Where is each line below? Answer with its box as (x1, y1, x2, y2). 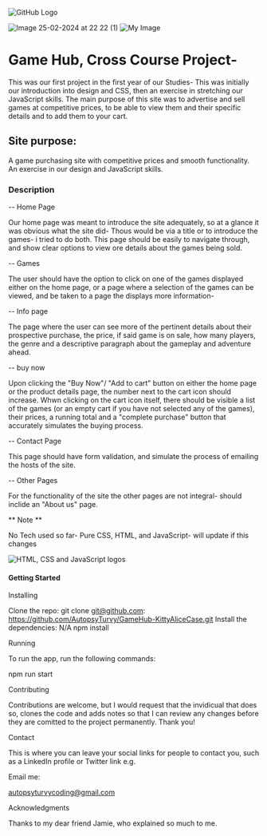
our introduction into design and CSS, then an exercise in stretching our (8, 85, 243, 95)
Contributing (8, 685, 49, 695)
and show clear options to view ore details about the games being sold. (8, 244, 243, 253)
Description (8, 184, 55, 195)
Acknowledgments (8, 803, 70, 813)
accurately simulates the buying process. (8, 421, 143, 430)
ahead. (8, 347, 31, 357)
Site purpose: (8, 134, 77, 148)
